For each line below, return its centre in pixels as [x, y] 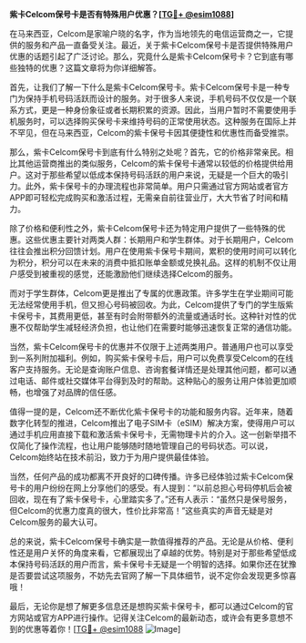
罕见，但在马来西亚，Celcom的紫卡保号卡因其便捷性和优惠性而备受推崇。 [155, 133]
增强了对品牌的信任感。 [77, 392]
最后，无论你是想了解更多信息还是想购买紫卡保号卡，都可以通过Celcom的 [148, 606]
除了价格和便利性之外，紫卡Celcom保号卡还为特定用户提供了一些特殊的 [143, 228]
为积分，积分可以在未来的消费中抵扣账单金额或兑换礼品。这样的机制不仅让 [149, 262]
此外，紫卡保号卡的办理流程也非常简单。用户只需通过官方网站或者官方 [157, 186]
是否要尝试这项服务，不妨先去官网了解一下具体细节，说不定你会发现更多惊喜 [153, 576]
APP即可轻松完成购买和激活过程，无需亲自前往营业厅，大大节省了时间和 [145, 198]
